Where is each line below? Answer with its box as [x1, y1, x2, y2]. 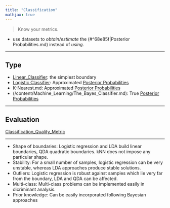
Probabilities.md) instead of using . [12, 41, 84, 47]
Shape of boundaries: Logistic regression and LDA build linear [12, 143, 142, 150]
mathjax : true [5, 12, 35, 17]
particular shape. [12, 154, 48, 160]
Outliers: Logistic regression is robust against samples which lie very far [12, 170, 163, 177]
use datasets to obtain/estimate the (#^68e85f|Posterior [12, 36, 130, 42]
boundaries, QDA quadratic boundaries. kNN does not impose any [12, 149, 151, 155]
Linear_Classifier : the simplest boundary [12, 74, 97, 80]
